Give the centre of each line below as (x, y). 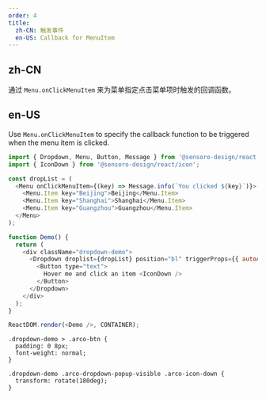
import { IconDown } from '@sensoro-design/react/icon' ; (104, 164)
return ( (30, 245)
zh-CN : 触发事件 (40, 30)
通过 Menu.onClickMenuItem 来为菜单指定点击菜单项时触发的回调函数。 (122, 90)
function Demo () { (38, 237)
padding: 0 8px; (42, 346)
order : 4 (23, 15)
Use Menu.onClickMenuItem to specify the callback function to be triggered (129, 134)
